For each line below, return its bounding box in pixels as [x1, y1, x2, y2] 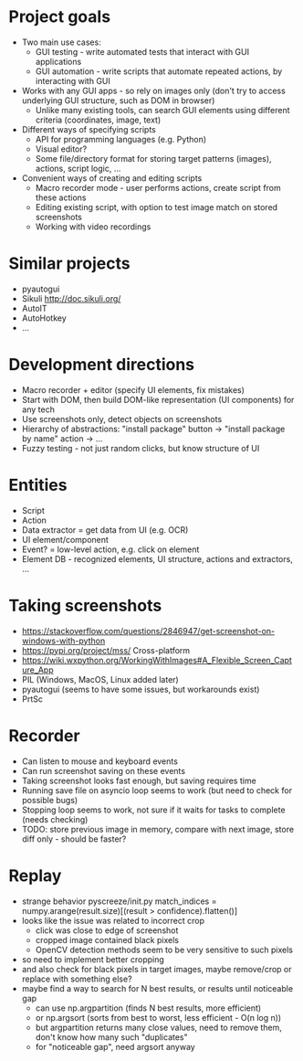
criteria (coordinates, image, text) [35, 114, 162, 125]
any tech [21, 404, 56, 415]
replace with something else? [21, 973, 133, 984]
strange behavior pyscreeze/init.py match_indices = [21, 896, 217, 907]
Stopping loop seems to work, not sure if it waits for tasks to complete [21, 804, 286, 815]
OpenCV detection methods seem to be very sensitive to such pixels [35, 944, 294, 955]
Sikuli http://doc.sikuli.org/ [21, 292, 121, 303]
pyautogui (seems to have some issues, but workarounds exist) [21, 684, 260, 695]
